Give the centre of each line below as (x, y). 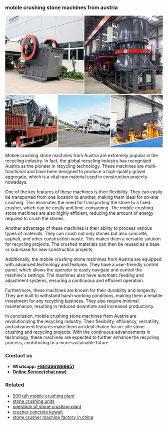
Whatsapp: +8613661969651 (43, 367)
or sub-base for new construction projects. (49, 249)
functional (15, 171)
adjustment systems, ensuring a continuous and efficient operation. (75, 280)
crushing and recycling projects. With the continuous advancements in (78, 332)
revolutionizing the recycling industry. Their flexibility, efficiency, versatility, (82, 321)
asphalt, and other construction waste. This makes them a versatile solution (83, 239)
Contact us (19, 355)
